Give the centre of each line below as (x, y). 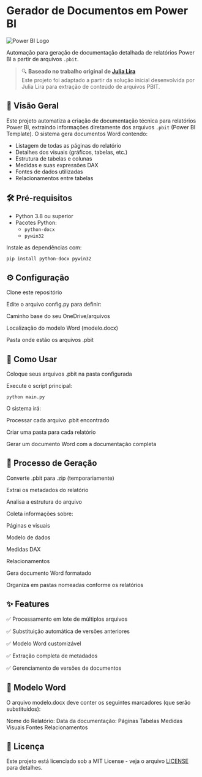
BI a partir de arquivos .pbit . (43, 59)
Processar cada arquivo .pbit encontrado (58, 420)
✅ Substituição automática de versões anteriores (68, 631)
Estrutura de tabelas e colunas (54, 158)
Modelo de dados (28, 537)
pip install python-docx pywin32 (49, 259)
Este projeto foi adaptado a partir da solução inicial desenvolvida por (108, 80)
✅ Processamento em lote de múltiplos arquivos (67, 619)
